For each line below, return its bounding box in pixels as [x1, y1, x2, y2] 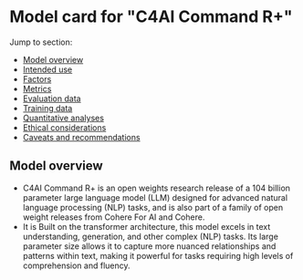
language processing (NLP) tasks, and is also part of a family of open [22, 202, 284, 213]
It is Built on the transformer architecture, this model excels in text [22, 221, 271, 232]
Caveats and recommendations [22, 131, 141, 142]
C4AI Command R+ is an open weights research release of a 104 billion [22, 182, 290, 193]
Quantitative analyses [22, 112, 105, 123]
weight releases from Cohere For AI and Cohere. [22, 212, 205, 223]
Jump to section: [9, 36, 73, 47]
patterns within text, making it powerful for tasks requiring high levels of [22, 250, 294, 261]
